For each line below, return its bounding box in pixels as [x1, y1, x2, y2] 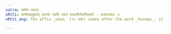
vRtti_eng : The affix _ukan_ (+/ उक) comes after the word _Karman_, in [5, 16, 163, 21]
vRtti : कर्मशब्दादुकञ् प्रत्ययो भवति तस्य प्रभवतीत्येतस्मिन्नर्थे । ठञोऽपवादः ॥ [5, 12, 120, 17]
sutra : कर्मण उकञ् [5, 7, 39, 12]
